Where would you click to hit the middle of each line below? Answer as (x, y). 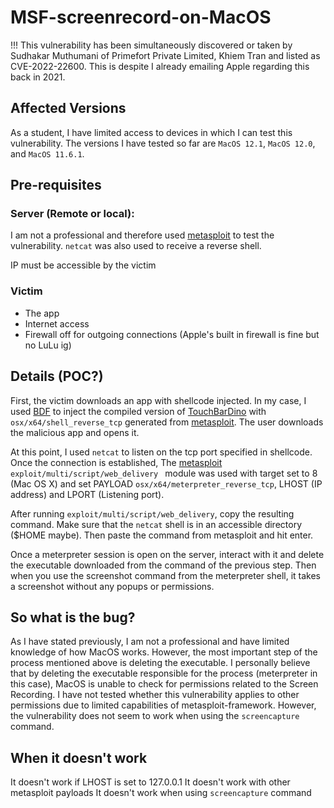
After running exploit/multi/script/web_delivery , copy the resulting (152, 513)
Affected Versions (68, 108)
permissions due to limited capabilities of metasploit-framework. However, (163, 705)
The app (42, 313)
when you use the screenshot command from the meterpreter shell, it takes (166, 575)
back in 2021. (38, 77)
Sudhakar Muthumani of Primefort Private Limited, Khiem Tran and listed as (165, 55)
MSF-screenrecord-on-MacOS (141, 17)
